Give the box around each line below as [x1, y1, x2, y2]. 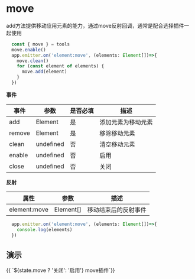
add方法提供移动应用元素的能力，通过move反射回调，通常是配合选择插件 [6, 22, 184, 29]
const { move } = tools [11, 41, 70, 47]
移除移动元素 [99, 129, 135, 137]
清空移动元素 [99, 140, 135, 148]
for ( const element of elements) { [17, 63, 105, 69]
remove [9, 129, 31, 137]
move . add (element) [21, 69, 67, 75]
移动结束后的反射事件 [87, 206, 147, 214]
